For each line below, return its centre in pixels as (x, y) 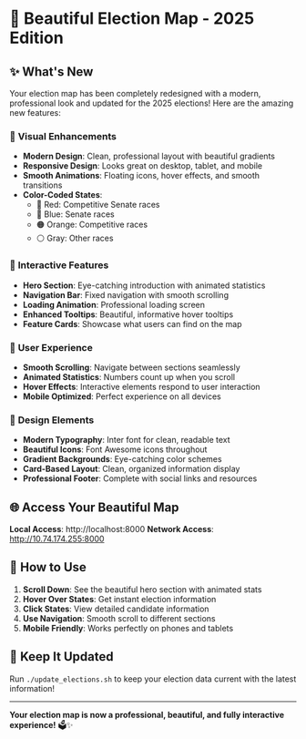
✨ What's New (51, 72)
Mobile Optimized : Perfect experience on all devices (122, 396)
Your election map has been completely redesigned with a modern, (135, 93)
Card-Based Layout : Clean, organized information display (131, 469)
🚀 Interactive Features (59, 265)
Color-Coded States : (62, 195)
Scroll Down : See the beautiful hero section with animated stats (142, 589)
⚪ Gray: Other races (75, 238)
